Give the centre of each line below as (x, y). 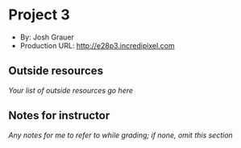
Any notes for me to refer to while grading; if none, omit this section (121, 135)
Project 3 (39, 15)
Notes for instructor (59, 115)
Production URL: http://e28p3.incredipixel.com (97, 45)
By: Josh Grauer (47, 37)
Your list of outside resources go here (71, 90)
